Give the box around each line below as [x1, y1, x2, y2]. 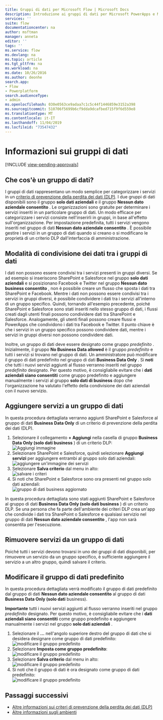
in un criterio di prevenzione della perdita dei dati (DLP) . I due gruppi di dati [5, 194, 155, 200]
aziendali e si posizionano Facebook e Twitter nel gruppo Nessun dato [5, 280, 147, 286]
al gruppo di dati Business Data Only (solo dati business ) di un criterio [5, 501, 148, 506]
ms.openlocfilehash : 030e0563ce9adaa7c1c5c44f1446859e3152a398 [5, 102, 136, 107]
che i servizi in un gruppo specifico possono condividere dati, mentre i [5, 326, 146, 332]
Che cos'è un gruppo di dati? [5, 176, 94, 184]
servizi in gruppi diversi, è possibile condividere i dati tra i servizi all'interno [5, 295, 156, 302]
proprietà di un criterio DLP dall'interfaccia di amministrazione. [5, 235, 130, 241]
